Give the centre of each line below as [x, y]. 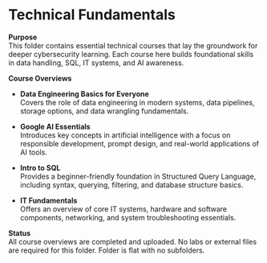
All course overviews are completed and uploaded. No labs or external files [133, 241]
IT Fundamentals [49, 200]
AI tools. [34, 152]
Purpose [23, 37]
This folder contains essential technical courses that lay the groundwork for [133, 45]
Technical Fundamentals [92, 15]
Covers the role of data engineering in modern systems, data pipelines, [137, 102]
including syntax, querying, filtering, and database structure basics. [131, 185]
